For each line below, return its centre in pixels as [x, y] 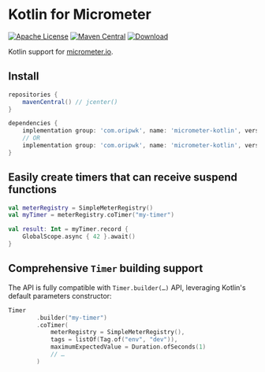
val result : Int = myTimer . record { [68, 229]
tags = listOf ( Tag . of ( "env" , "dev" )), [114, 340]
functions [32, 190]
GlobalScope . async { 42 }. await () [79, 237]
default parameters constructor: [60, 296]
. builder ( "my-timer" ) [72, 318]
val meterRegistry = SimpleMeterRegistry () [81, 208]
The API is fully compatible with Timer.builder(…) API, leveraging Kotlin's [127, 287]
